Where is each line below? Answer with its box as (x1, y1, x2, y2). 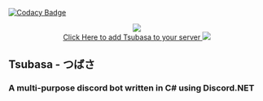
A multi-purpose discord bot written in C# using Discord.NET (8, 82, 255, 94)
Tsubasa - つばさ (8, 57, 95, 72)
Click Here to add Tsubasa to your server (63, 32, 201, 42)
